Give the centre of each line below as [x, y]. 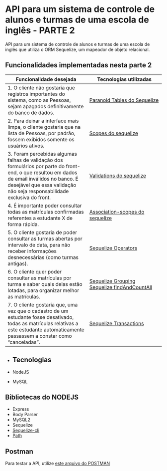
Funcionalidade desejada [46, 79]
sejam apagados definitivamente [46, 106]
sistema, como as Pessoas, [39, 100]
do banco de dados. [31, 112]
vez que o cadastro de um [38, 311]
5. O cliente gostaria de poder [42, 232]
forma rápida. [23, 224]
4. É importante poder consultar [45, 206]
